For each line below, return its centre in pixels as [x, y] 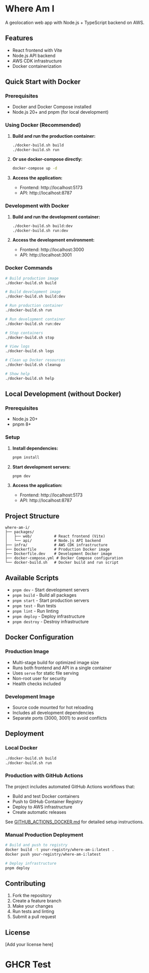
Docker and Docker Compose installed [52, 107]
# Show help [17, 374]
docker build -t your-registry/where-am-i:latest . [60, 850]
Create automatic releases [39, 812]
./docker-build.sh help [30, 378]
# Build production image [32, 278]
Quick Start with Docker [43, 82]
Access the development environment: [53, 240]
